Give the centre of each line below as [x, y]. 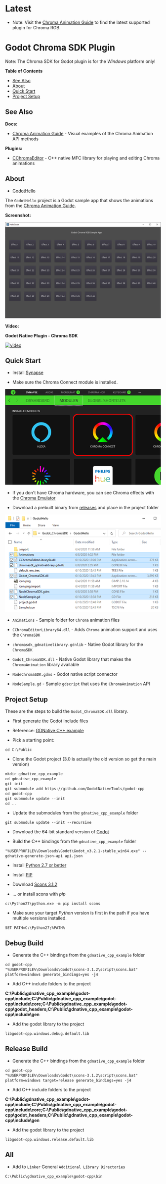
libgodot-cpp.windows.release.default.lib [49, 1139]
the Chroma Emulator [34, 498]
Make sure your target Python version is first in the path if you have [81, 913]
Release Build [26, 1049]
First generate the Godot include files [50, 721]
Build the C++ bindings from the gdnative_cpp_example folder [74, 841]
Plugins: [14, 148]
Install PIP [22, 875]
